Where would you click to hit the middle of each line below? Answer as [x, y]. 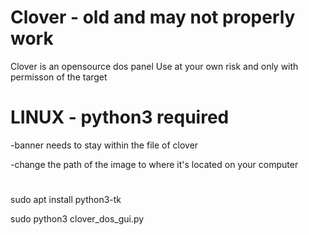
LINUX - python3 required [120, 117]
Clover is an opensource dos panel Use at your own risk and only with [154, 66]
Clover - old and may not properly [153, 17]
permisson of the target [59, 77]
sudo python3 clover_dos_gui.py [77, 219]
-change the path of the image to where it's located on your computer [154, 164]
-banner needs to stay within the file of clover [104, 145]
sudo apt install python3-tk [66, 200]
